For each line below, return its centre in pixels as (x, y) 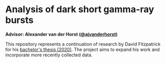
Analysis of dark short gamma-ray (80, 9)
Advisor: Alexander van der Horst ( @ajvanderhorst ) (62, 34)
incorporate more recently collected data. (49, 55)
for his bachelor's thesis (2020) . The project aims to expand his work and (82, 49)
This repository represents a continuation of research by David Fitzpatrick (83, 44)
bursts (19, 20)
